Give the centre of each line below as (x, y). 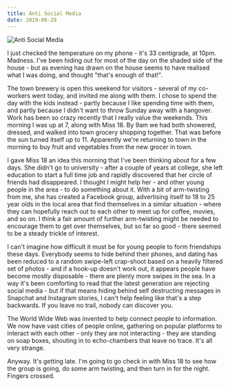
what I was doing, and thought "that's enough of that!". (85, 75)
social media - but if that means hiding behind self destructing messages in (114, 291)
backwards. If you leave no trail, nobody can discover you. (90, 305)
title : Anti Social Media (44, 13)
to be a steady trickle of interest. (53, 233)
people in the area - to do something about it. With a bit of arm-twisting (108, 189)
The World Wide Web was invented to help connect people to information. (112, 318)
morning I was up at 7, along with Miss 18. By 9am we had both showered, (112, 125)
